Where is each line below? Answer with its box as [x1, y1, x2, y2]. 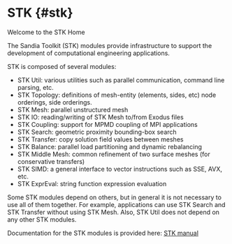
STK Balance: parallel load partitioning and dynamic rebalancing [17, 142, 203, 151]
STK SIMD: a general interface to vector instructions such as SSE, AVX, [17, 165, 222, 173]
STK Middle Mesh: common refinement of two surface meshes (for [17, 150, 211, 158]
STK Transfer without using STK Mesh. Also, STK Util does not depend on [7, 208, 220, 216]
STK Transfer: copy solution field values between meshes [17, 135, 184, 144]
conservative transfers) [17, 157, 85, 165]
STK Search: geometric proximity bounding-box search [17, 128, 177, 136]
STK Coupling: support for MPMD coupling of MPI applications [17, 120, 198, 128]
